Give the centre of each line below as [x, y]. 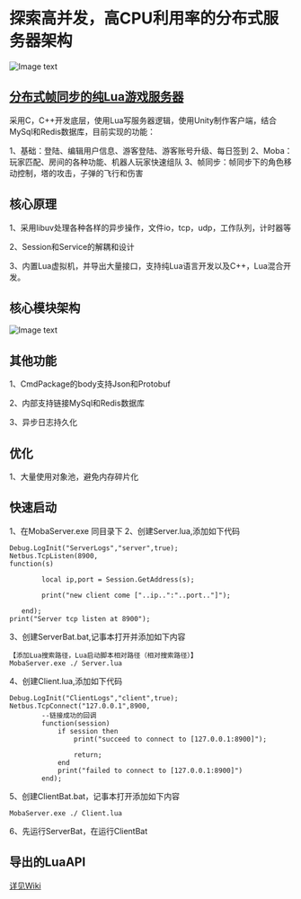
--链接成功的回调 [69, 716]
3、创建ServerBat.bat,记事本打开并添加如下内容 [97, 636]
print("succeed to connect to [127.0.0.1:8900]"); [170, 739]
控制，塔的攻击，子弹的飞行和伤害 [80, 173]
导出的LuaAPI [48, 863]
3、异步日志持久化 [44, 423]
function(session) [76, 723]
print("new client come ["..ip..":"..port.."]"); [136, 595]
